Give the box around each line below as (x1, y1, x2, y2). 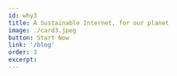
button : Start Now (8, 33, 69, 42)
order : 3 (8, 48, 37, 56)
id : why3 (8, 11, 37, 20)
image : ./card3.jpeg (8, 26, 77, 34)
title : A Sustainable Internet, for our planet (8, 19, 170, 27)
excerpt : (8, 56, 37, 64)
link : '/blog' (8, 41, 56, 49)
